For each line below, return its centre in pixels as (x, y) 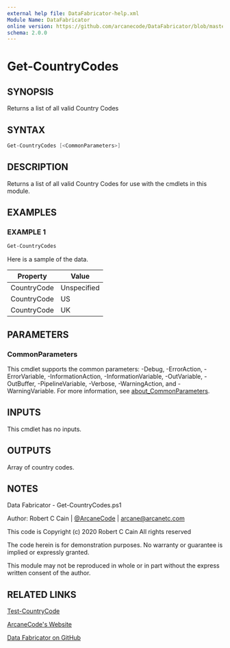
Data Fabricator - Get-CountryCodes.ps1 (64, 505)
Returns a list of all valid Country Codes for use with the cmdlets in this (107, 183)
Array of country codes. (41, 467)
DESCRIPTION (38, 167)
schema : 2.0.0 (27, 33)
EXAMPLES (32, 212)
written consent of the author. (49, 573)
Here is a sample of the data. (48, 259)
